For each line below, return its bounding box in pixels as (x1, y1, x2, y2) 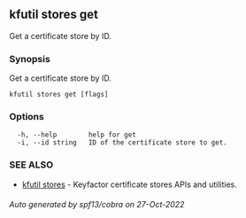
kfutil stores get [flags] (9, 90, 109, 99)
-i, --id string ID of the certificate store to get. (17, 138, 227, 147)
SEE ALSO (9, 159, 54, 171)
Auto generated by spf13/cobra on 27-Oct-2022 (9, 199, 185, 210)
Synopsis (9, 52, 50, 65)
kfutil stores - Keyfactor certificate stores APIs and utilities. (21, 179, 237, 190)
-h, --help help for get (17, 130, 137, 140)
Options (9, 111, 44, 123)
